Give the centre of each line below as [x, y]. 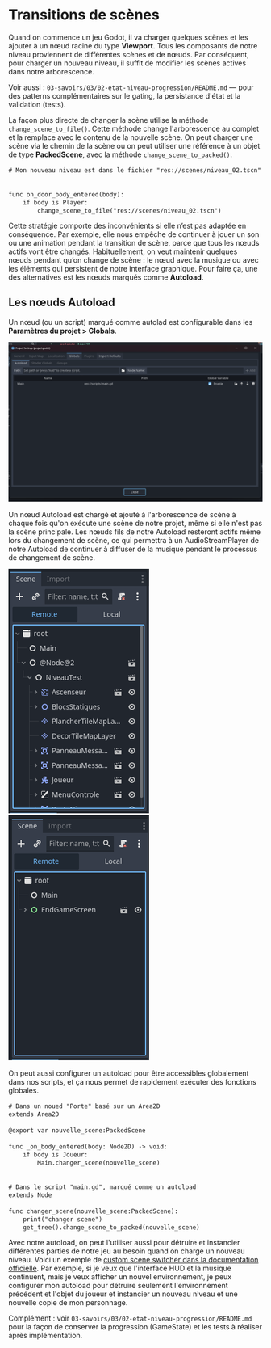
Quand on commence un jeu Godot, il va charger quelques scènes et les [128, 37]
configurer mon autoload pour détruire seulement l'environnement [118, 1286]
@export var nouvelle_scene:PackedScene [77, 1131]
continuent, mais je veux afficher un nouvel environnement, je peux [120, 1277]
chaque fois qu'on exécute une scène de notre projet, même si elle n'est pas [135, 524]
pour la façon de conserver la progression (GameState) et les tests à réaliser [135, 1327]
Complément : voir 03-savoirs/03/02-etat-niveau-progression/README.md [130, 1318]
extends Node [30, 1195]
